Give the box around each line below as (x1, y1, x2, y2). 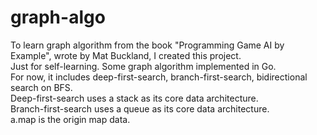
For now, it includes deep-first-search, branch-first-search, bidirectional (10, 71, 308, 83)
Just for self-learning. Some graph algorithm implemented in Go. (10, 60, 277, 72)
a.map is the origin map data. (10, 113, 131, 125)
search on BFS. (10, 81, 73, 93)
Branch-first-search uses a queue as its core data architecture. (10, 102, 270, 115)
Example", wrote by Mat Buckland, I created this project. (10, 49, 242, 61)
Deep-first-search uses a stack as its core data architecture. (10, 92, 259, 104)
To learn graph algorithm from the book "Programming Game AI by (10, 39, 285, 51)
